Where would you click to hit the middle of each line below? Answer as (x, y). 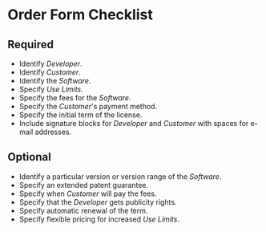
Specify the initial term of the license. (81, 115)
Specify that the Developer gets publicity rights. (98, 201)
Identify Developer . (50, 63)
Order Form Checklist (80, 15)
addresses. (53, 132)
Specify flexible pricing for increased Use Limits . (99, 219)
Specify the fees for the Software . (75, 98)
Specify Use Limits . (51, 89)
